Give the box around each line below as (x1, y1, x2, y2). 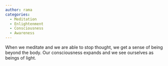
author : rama (5, 7, 33, 12)
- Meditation (10, 16, 37, 21)
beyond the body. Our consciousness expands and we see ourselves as (5, 49, 154, 55)
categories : (5, 12, 30, 17)
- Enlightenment (10, 21, 44, 26)
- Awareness (10, 30, 35, 35)
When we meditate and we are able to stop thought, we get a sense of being (5, 44, 163, 50)
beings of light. (5, 55, 37, 60)
